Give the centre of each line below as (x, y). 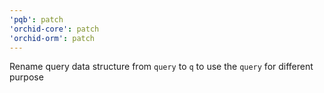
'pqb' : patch (36, 19)
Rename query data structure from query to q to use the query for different (161, 67)
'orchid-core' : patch (54, 29)
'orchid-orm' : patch (52, 38)
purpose (26, 77)
